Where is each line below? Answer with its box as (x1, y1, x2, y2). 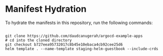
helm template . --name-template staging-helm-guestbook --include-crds (5, 46, 159, 51)
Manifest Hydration (5, 3, 87, 15)
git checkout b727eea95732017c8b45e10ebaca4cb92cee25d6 (5, 42, 123, 47)
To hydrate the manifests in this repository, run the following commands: (5, 20, 153, 26)
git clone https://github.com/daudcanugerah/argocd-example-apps (5, 33, 143, 38)
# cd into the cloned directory (5, 38, 72, 43)
